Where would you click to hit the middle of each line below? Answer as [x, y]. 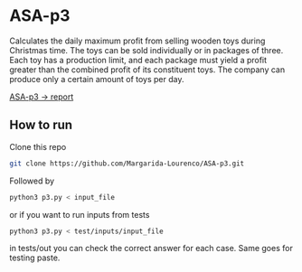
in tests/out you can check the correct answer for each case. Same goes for [151, 249]
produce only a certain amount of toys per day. [97, 79]
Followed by [32, 181]
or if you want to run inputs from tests [80, 214]
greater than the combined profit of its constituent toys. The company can [147, 70]
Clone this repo [38, 146]
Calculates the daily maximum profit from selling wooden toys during [137, 41]
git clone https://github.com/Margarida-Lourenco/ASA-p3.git [127, 164]
